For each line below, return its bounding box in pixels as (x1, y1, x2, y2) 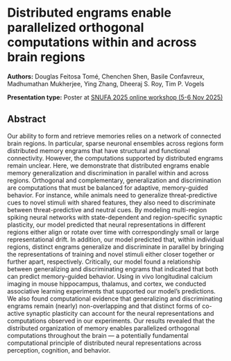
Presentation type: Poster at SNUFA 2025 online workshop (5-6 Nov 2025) (7, 93, 223, 102)
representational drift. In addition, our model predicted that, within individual (7, 235, 224, 243)
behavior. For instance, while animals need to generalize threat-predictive (7, 191, 217, 199)
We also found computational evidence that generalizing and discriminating (7, 294, 223, 303)
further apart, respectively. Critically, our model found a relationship (7, 257, 201, 266)
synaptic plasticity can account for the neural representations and (26, 309, 214, 317)
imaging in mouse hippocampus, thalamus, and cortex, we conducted (7, 280, 207, 288)
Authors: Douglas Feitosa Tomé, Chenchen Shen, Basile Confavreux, (7, 72, 205, 81)
